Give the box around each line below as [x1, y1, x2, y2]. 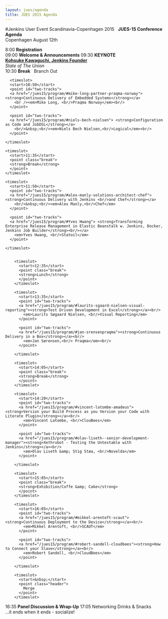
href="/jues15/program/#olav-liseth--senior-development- [25, 435, 150, 441]
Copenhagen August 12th [5, 36, 58, 43]
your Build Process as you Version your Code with [41, 409, 150, 414]
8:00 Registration [5, 46, 43, 53]
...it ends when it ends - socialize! [5, 609, 75, 615]
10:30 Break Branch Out [5, 68, 58, 74]
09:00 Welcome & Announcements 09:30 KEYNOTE [5, 51, 116, 58]
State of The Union [5, 63, 45, 69]
